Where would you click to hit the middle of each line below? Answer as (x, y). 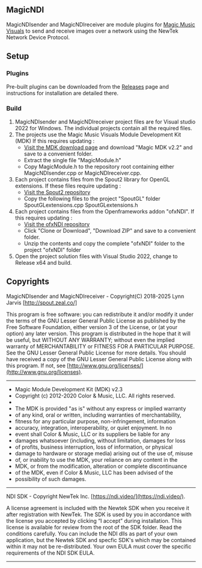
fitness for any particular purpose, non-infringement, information (95, 421)
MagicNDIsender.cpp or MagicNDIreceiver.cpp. (83, 173)
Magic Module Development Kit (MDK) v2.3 (69, 389)
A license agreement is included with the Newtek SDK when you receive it (98, 508)
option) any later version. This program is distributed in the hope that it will (98, 333)
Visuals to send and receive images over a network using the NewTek (92, 31)
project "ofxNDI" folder (52, 250)
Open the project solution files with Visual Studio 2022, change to (96, 256)
